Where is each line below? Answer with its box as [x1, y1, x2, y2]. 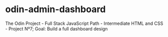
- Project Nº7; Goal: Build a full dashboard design [5, 25, 108, 31]
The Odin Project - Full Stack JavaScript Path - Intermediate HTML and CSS [5, 20, 163, 26]
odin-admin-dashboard [5, 4, 106, 15]
